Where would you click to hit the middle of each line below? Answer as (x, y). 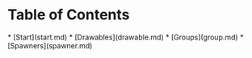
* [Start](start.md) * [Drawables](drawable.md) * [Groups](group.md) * (126, 37)
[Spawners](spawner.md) (50, 45)
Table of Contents (69, 15)
